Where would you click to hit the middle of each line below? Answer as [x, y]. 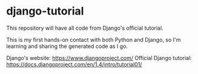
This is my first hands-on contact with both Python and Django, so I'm [94, 39]
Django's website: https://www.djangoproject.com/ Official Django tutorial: [99, 58]
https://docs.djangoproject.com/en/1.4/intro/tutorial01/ [74, 64]
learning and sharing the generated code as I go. [67, 46]
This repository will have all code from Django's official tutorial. [85, 28]
